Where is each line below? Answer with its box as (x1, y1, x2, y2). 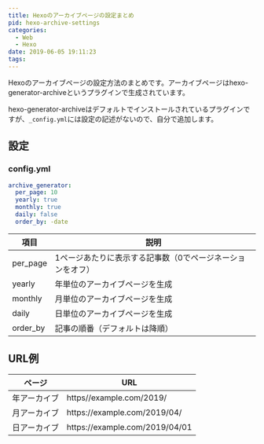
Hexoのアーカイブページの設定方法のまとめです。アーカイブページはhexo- (8, 78, 249, 87)
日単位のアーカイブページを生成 (54, 308, 173, 319)
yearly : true (15, 196, 58, 204)
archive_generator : (8, 182, 72, 189)
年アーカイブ (12, 392, 60, 403)
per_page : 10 (15, 189, 58, 196)
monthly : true (15, 204, 61, 211)
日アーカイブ (12, 422, 60, 433)
